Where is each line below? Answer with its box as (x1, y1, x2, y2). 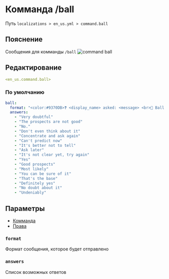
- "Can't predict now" (14, 138, 62, 143)
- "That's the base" (14, 176, 58, 181)
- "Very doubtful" (14, 114, 53, 120)
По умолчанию (5, 89, 45, 96)
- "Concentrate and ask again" (14, 133, 81, 138)
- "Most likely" (14, 166, 49, 171)
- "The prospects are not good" (14, 119, 83, 125)
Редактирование (5, 64, 62, 72)
